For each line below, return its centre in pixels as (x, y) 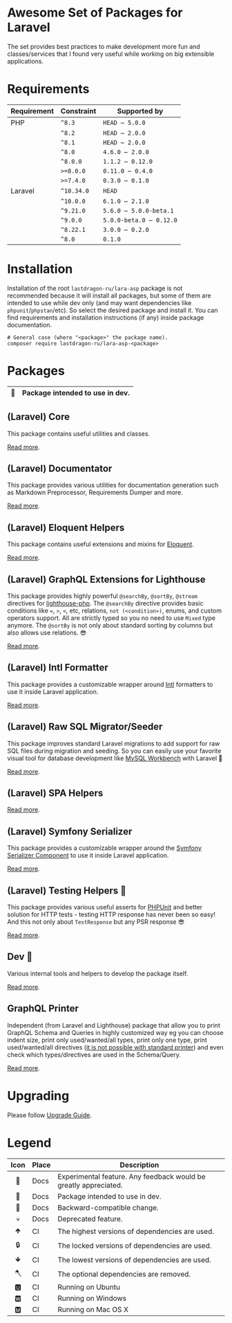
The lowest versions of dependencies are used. (135, 1260)
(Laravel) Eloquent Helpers (66, 527)
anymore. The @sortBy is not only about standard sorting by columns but (110, 625)
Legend (29, 1142)
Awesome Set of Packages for (95, 13)
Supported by (140, 110)
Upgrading (38, 1095)
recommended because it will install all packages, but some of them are (109, 296)
